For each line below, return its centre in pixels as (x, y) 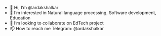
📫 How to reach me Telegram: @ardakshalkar (57, 28)
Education (20, 18)
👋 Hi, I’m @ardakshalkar (34, 8)
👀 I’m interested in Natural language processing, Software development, (83, 13)
